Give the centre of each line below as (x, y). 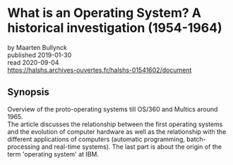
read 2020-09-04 (33, 62)
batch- (196, 139)
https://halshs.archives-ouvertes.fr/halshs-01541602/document (100, 70)
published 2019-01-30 (40, 55)
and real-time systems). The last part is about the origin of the (132, 147)
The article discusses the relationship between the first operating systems (115, 124)
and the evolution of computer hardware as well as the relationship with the (117, 131)
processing (24, 147)
